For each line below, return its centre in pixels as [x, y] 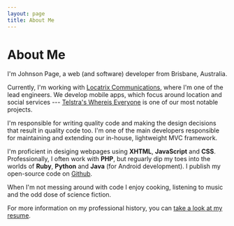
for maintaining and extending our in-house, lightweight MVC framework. [112, 138]
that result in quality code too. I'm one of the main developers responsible [114, 130]
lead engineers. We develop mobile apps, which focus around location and [115, 95]
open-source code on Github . [50, 174]
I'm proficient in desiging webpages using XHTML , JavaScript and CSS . [112, 151]
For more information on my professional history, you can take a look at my [115, 208]
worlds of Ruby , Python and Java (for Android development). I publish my [114, 166]
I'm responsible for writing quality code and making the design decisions [112, 123]
